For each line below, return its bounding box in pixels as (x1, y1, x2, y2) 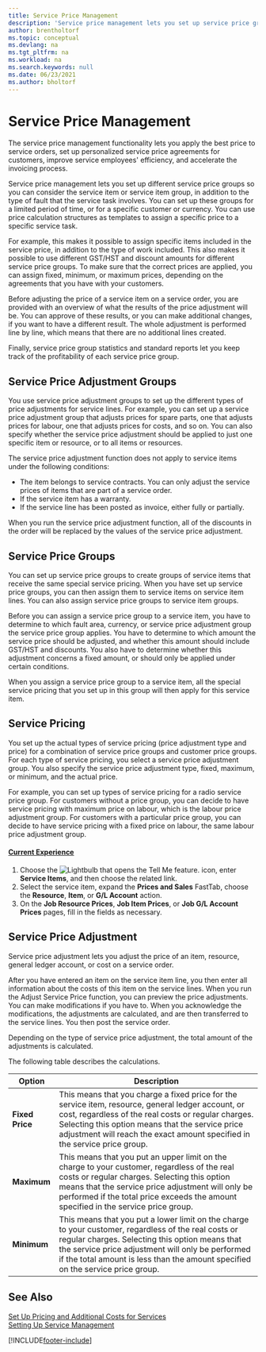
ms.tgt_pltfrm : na (8, 48, 69, 56)
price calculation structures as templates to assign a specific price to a (8, 213, 239, 222)
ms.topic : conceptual (8, 33, 80, 42)
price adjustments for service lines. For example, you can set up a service (8, 404, 249, 414)
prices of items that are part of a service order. (19, 486, 173, 495)
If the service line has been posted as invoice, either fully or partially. (19, 503, 245, 512)
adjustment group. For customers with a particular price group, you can (8, 812, 241, 822)
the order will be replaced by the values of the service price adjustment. (8, 526, 243, 536)
